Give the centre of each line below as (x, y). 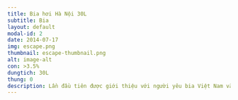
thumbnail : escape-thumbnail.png (57, 54)
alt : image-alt (30, 60)
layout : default (31, 27)
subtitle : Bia (28, 20)
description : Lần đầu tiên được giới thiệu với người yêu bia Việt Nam (115, 86)
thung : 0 (20, 79)
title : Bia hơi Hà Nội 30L (47, 14)
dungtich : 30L (28, 73)
